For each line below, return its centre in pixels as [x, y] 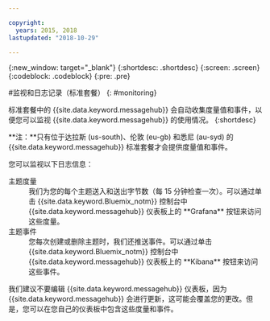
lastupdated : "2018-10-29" [54, 38]
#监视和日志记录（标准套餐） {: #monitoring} [83, 93]
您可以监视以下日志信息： [51, 164]
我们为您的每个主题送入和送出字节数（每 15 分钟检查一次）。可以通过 [142, 191]
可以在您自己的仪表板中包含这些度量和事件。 [104, 309]
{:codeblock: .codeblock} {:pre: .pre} [69, 76]
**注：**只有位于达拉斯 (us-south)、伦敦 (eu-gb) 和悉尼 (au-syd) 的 [121, 137]
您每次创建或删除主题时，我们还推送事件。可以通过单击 [120, 241]
